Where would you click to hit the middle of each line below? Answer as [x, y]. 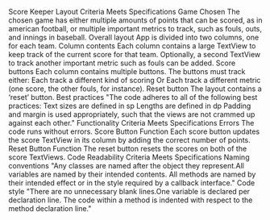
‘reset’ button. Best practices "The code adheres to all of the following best [133, 97]
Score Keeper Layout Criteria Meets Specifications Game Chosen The [124, 12]
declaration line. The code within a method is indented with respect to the [131, 200]
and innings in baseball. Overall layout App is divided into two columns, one [134, 37]
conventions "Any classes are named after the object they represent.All [126, 166]
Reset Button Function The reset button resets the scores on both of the [128, 149]
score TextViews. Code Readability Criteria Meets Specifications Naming [129, 157]
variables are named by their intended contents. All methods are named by [132, 174]
